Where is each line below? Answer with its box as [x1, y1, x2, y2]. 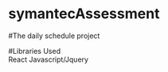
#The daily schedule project [8, 31, 100, 40]
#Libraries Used [8, 46, 61, 55]
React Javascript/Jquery [8, 55, 89, 64]
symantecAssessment [8, 5, 160, 23]
